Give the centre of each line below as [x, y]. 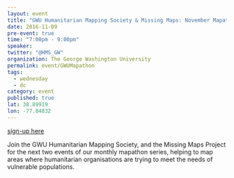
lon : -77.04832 [29, 111]
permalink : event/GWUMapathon [51, 66]
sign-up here [26, 131]
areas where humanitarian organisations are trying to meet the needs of [110, 159]
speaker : [20, 46]
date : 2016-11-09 [32, 27]
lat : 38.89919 [28, 105]
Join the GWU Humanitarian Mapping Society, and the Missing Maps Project [117, 144]
